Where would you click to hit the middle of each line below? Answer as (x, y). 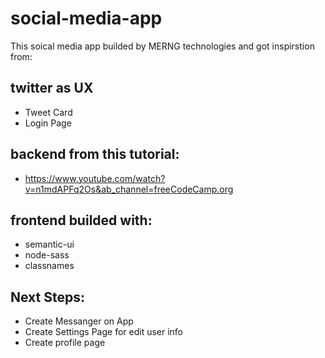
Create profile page (65, 343)
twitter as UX (52, 88)
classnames (49, 266)
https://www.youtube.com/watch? (95, 178)
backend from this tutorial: (95, 154)
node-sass (47, 255)
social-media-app (86, 18)
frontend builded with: (81, 220)
